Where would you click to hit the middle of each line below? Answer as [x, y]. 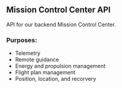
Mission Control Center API [58, 10]
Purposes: [22, 40]
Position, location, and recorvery [56, 79]
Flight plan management [45, 72]
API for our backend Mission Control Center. [61, 24]
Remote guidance [37, 60]
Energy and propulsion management [60, 66]
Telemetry [27, 53]
